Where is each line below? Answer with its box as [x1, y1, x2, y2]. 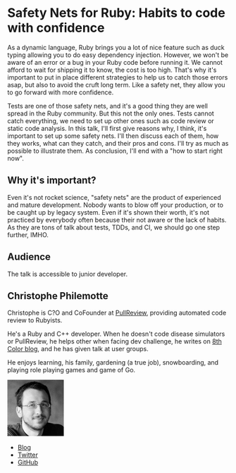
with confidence [7, 20, 105, 36]
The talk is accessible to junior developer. [7, 270, 128, 278]
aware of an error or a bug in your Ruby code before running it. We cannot [7, 58, 223, 66]
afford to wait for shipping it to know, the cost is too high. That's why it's [7, 65, 217, 74]
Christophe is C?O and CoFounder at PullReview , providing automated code [7, 308, 227, 317]
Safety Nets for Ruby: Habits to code [7, 5, 225, 21]
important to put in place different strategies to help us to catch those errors [7, 72, 228, 82]
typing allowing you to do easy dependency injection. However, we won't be [7, 51, 229, 59]
